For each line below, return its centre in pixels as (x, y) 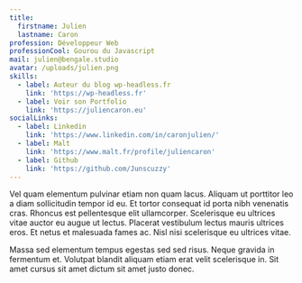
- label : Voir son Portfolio (72, 101)
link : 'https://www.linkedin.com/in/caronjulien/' (123, 135)
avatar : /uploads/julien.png (64, 68)
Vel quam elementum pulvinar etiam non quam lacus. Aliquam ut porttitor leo (151, 194)
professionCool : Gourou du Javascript (82, 51)
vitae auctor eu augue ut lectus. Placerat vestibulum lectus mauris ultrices (147, 223)
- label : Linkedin (52, 127)
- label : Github (48, 160)
